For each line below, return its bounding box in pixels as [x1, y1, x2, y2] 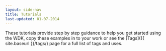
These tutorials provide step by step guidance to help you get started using [5, 30, 161, 36]
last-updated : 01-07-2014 [5, 16, 59, 21]
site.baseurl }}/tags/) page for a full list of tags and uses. [5, 41, 123, 47]
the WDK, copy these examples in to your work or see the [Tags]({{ [5, 35, 145, 41]
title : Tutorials [5, 12, 42, 17]
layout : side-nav [5, 7, 42, 12]
